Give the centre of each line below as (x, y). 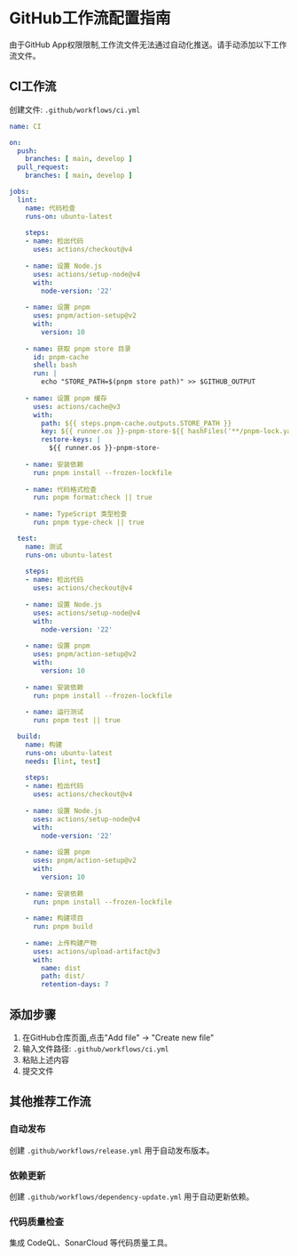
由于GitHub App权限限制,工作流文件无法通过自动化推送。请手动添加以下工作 (148, 44)
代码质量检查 (37, 1221)
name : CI (25, 126)
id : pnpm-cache (61, 357)
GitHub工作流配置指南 (90, 18)
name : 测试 (44, 547)
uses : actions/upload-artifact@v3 (97, 951)
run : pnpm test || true (77, 721)
